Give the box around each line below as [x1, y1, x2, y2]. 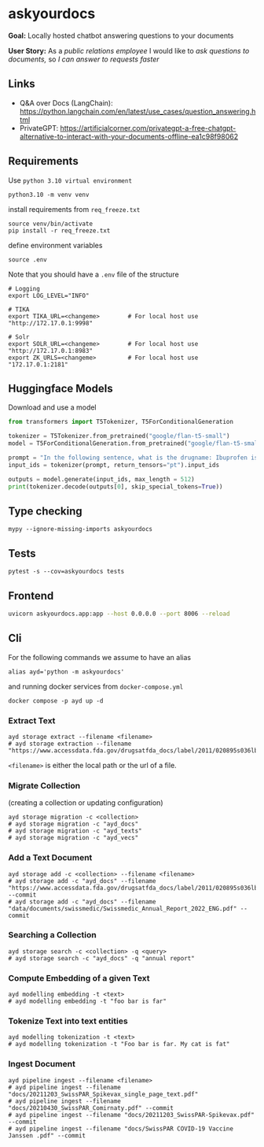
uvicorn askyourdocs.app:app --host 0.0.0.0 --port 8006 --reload [8, 610, 230, 618]
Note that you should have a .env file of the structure [8, 269, 179, 279]
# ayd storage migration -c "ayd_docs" [8, 820, 139, 828]
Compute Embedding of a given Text [8, 972, 151, 983]
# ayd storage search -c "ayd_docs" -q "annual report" [8, 954, 195, 962]
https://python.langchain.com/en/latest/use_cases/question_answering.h [19, 106, 256, 116]
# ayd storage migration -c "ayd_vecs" [8, 834, 139, 842]
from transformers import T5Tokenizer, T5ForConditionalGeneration [8, 418, 234, 426]
